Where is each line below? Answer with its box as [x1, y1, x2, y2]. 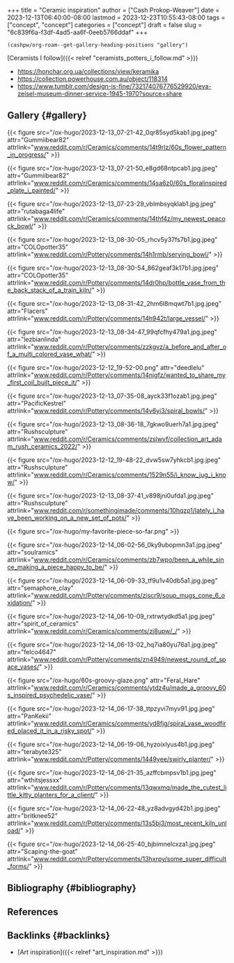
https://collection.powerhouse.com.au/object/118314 [17, 75, 169, 83]
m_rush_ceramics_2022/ [7, 442, 78, 450]
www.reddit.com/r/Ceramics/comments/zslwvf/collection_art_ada [33, 435, 222, 443]
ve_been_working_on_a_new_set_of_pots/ [7, 514, 127, 522]
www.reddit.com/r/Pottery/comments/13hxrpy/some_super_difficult [33, 854, 227, 863]
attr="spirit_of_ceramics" [7, 619, 79, 628]
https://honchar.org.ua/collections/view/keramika [17, 68, 159, 75]
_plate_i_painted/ [7, 186, 56, 194]
